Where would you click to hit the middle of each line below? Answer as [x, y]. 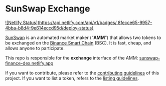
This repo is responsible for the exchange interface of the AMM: [72, 57]
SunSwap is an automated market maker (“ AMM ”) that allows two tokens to [83, 37]
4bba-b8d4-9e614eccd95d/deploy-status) [49, 27]
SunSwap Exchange [48, 9]
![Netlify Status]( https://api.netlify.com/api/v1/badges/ [61, 22]
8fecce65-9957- [135, 22]
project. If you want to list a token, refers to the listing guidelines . [72, 78]
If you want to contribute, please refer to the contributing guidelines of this [82, 72]
